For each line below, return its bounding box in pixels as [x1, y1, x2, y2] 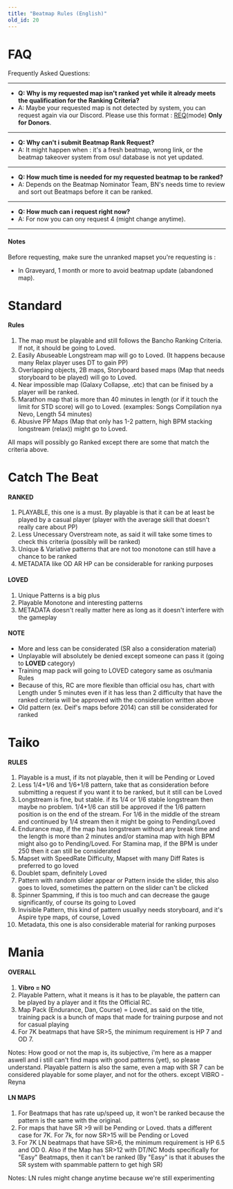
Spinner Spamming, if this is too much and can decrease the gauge [17, 891, 210, 900]
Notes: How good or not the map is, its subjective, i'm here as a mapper [8, 1048, 212, 1056]
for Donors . [17, 118, 52, 127]
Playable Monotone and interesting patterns [17, 598, 143, 606]
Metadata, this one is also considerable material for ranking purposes [17, 920, 216, 929]
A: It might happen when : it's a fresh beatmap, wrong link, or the [17, 146, 203, 154]
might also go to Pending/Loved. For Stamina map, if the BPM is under [17, 839, 218, 848]
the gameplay [17, 613, 57, 621]
